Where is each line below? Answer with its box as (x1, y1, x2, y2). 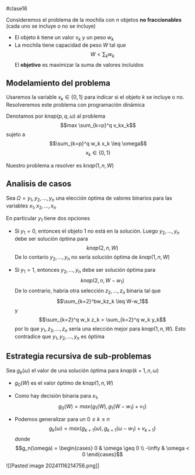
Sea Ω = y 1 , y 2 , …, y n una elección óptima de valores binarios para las (6, 194, 172, 203)
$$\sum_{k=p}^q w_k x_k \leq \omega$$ (49, 140, 147, 147)
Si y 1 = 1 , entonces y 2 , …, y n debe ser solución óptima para (14, 266, 156, 275)
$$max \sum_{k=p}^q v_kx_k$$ (60, 122, 136, 129)
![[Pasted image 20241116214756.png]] (6, 462, 100, 469)
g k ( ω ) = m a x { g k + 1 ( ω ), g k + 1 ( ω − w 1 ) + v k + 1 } (48, 425, 156, 433)
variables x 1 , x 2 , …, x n (6, 202, 57, 210)
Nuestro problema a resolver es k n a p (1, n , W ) (6, 162, 114, 169)
